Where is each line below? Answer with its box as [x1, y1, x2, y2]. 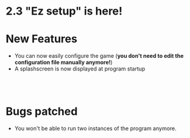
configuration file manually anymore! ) [14, 59, 113, 66]
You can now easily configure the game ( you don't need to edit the [14, 52, 184, 60]
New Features [5, 32, 77, 46]
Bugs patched [5, 105, 78, 119]
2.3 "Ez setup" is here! [5, 4, 123, 18]
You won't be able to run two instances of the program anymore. [14, 125, 177, 132]
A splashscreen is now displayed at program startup [14, 65, 146, 72]
